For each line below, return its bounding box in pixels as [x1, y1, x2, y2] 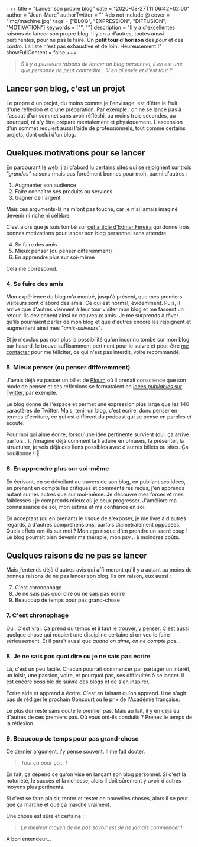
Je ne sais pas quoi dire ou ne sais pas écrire [14, 590, 125, 598]
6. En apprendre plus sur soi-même [6, 465, 109, 473]
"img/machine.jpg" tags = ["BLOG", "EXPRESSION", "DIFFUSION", [6, 18, 167, 24]
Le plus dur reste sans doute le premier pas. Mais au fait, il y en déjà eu [6, 707, 180, 714]
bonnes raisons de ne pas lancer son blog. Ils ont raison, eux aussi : [6, 573, 171, 580]
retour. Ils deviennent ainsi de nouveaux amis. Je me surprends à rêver [6, 311, 179, 319]
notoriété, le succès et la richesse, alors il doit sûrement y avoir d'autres [6, 777, 181, 784]
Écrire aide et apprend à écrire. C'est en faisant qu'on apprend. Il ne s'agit [6, 689, 186, 696]
